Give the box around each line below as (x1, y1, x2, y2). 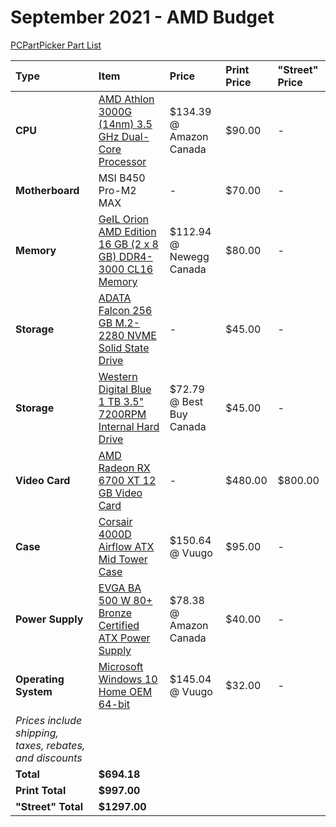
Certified (98, 618, 140, 632)
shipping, (15, 726, 59, 740)
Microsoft (98, 659, 144, 673)
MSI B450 (98, 171, 146, 185)
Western (98, 369, 138, 383)
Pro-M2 (98, 183, 137, 197)
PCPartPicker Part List (10, 39, 102, 51)
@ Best (169, 394, 204, 408)
